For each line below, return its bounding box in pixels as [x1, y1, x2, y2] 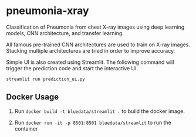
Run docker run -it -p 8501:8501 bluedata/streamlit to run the [14, 119, 172, 126]
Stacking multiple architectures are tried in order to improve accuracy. [6, 47, 175, 54]
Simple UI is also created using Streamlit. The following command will [6, 59, 174, 66]
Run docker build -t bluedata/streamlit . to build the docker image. [14, 107, 185, 115]
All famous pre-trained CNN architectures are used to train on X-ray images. [6, 41, 191, 48]
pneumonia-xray [6, 4, 89, 18]
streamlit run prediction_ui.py [6, 76, 85, 82]
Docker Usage [6, 92, 59, 102]
